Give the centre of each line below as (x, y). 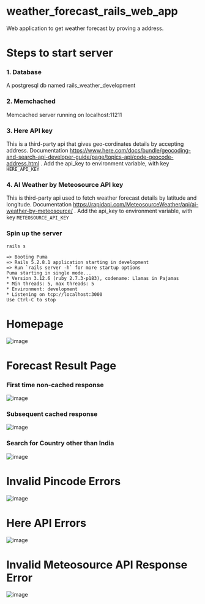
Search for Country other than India (60, 444)
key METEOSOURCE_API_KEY (38, 217)
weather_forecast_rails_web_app (92, 11)
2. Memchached (31, 101)
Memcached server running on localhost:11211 (64, 115)
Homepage (35, 324)
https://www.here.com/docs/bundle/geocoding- (130, 151)
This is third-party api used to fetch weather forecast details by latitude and (102, 198)
